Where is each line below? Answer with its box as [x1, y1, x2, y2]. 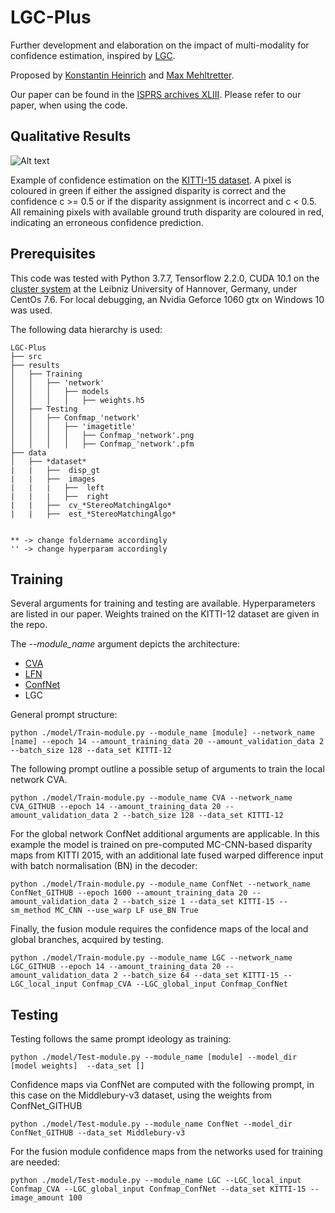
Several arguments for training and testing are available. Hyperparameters [10, 597, 316, 610]
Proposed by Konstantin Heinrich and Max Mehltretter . [10, 69, 235, 81]
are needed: [10, 1156, 60, 1168]
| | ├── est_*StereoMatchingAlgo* [10, 509, 177, 519]
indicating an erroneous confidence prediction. [10, 216, 204, 228]
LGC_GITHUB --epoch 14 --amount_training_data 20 [10, 962, 222, 972]
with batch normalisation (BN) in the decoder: [10, 860, 198, 872]
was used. [10, 304, 53, 316]
